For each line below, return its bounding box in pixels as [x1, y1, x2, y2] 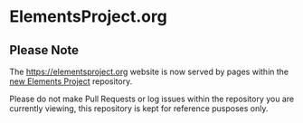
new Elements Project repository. [9, 76, 133, 87]
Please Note [9, 43, 80, 58]
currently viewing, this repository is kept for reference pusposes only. [9, 103, 269, 114]
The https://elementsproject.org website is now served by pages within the [9, 66, 289, 77]
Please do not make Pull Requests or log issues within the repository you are [9, 93, 295, 104]
